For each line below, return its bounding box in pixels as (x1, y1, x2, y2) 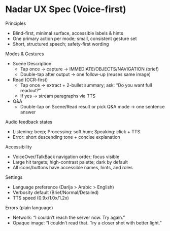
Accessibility (5, 143, 32, 150)
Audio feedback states (5, 119, 52, 125)
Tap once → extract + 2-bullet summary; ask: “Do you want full (20, 82, 152, 88)
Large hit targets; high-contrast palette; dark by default (12, 159, 128, 165)
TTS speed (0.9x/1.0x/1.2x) (12, 195, 70, 201)
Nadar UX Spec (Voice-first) (5, 4, 126, 15)
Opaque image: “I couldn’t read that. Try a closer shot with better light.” (12, 219, 162, 226)
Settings (5, 174, 23, 180)
